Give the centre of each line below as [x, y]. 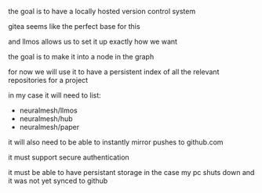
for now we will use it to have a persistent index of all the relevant [114, 72]
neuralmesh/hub [46, 119]
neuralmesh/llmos [48, 110]
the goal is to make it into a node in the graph [81, 57]
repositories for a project [48, 80]
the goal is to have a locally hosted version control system [102, 11]
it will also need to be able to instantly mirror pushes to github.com [116, 142]
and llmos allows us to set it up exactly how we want [93, 41]
